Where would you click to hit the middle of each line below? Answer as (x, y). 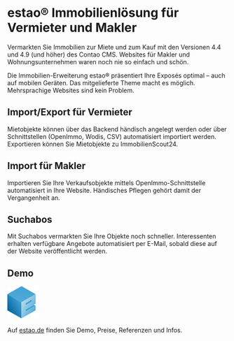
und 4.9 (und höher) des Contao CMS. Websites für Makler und (99, 55)
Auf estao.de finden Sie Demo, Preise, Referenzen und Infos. (95, 331)
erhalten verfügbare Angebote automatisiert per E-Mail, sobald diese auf (112, 244)
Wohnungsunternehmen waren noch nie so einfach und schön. (98, 61)
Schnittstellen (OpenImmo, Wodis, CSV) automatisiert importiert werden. (112, 136)
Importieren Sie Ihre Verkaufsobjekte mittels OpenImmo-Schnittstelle (106, 182)
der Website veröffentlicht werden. (57, 251)
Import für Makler (47, 166)
